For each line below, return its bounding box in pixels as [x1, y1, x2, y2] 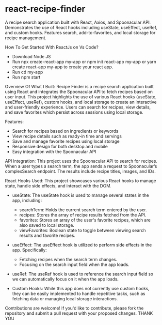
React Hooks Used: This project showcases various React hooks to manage [5, 178, 156, 184]
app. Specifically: [12, 247, 47, 253]
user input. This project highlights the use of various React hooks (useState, [5, 93, 157, 100]
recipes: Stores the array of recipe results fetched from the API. [19, 212, 146, 217]
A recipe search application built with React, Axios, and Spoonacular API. [5, 19, 151, 25]
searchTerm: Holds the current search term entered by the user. [19, 207, 147, 213]
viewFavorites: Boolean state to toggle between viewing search [19, 227, 146, 233]
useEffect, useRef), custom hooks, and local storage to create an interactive [5, 99, 157, 105]
